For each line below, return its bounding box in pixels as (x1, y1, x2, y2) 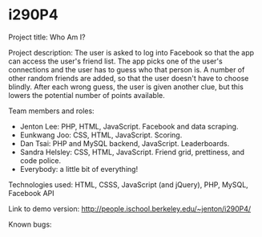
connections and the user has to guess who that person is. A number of (8, 64, 245, 74)
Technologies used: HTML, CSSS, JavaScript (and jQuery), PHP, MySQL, (8, 179, 248, 190)
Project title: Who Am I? (8, 32, 86, 42)
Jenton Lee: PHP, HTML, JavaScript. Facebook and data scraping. (19, 121, 239, 131)
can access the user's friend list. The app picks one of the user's (8, 56, 223, 66)
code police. (19, 155, 62, 165)
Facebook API (8, 188, 54, 198)
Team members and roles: (8, 106, 95, 116)
